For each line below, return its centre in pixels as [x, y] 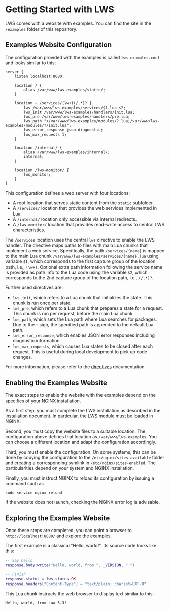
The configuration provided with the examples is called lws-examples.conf [82, 57]
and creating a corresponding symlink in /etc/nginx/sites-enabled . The [80, 463]
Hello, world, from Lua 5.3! [36, 603]
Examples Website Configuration [59, 45]
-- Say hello [19, 561]
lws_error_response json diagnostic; [63, 130]
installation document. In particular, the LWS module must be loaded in [79, 416]
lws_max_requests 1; [45, 134]
